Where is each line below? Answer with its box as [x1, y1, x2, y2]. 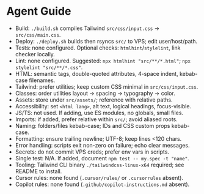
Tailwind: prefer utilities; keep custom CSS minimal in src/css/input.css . [15, 83, 199, 90]
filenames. [29, 76, 56, 84]
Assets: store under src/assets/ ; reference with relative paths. [15, 96, 173, 103]
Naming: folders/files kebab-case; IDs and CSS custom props [15, 122, 170, 129]
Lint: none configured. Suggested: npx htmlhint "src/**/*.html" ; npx [15, 57, 191, 64]
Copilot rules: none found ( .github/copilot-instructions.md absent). [15, 181, 190, 188]
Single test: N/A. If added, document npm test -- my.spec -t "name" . [15, 154, 189, 162]
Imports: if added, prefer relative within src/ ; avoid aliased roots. [15, 115, 178, 123]
